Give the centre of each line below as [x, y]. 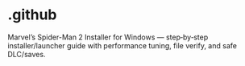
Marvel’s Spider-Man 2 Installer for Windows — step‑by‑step [108, 37]
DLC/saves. [27, 54]
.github [32, 15]
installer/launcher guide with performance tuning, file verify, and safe [122, 45]
